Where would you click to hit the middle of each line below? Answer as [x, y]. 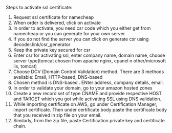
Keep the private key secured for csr [52, 50]
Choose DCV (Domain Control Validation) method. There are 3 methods [89, 72]
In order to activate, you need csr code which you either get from [82, 28]
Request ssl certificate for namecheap [53, 17]
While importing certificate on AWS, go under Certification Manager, [85, 104]
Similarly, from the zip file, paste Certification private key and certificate [89, 120]
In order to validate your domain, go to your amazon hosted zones [83, 88]
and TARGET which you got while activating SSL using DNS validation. [87, 99]
